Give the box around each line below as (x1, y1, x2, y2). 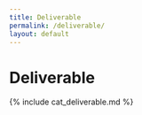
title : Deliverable (9, 12, 82, 22)
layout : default (9, 29, 69, 38)
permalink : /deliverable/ (9, 21, 105, 30)
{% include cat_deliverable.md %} (9, 96, 134, 107)
